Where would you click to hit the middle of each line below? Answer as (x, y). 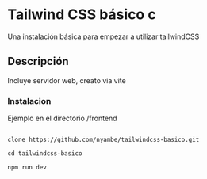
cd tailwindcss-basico (45, 154)
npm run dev (27, 168)
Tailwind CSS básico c (82, 15)
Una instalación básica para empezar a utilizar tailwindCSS (103, 36)
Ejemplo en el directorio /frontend (62, 118)
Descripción (38, 61)
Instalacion (29, 101)
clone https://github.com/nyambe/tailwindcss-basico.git (103, 140)
